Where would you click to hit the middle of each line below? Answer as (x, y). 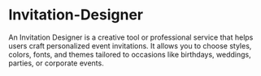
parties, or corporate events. (56, 63)
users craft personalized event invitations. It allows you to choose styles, (130, 45)
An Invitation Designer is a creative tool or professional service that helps (131, 37)
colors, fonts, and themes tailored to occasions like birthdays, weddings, (130, 54)
